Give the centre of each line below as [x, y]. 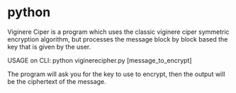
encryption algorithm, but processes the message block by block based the [118, 39]
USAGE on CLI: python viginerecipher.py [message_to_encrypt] [100, 60]
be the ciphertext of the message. [57, 81]
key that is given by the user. [49, 46]
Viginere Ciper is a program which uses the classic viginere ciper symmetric [118, 32]
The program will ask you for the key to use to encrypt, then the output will [116, 74]
